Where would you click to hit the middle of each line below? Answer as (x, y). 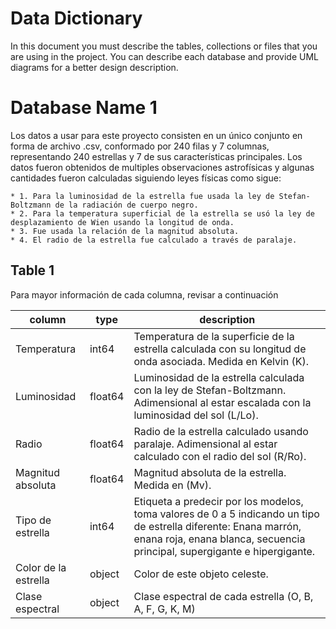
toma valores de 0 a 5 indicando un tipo (226, 514)
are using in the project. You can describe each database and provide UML (165, 56)
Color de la (41, 567)
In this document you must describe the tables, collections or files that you (164, 46)
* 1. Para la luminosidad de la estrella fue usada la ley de (142, 196)
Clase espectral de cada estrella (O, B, (223, 596)
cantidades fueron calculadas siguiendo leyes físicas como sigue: (146, 178)
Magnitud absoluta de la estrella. (210, 472)
